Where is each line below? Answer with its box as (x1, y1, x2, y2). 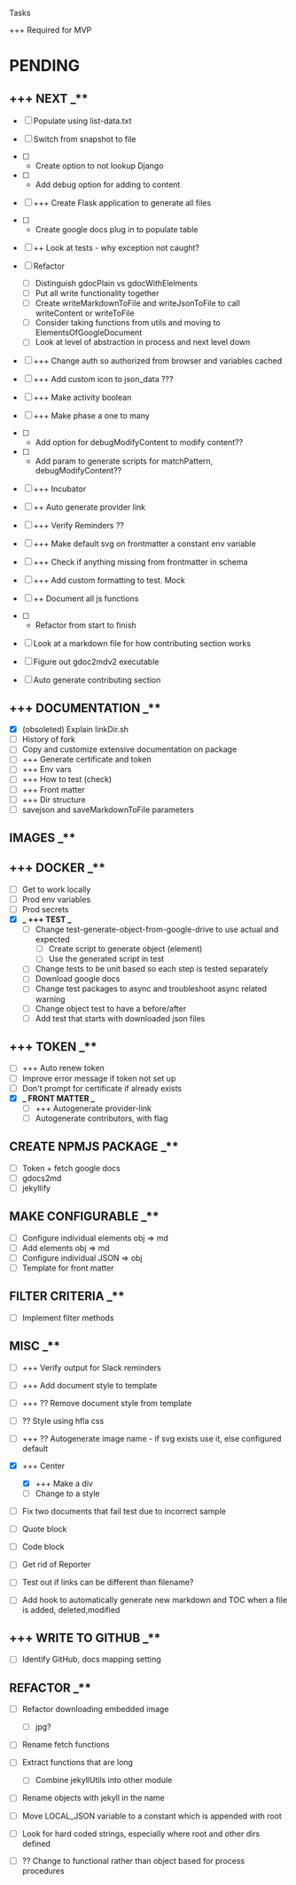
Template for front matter (21, 1263, 114, 1273)
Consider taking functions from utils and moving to (35, 317, 221, 328)
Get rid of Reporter (21, 1560, 91, 1570)
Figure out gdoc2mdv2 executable (33, 656, 160, 668)
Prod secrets (21, 904, 69, 915)
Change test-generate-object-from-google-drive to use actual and (35, 924, 279, 935)
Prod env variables (21, 894, 91, 904)
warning (35, 993, 66, 1005)
